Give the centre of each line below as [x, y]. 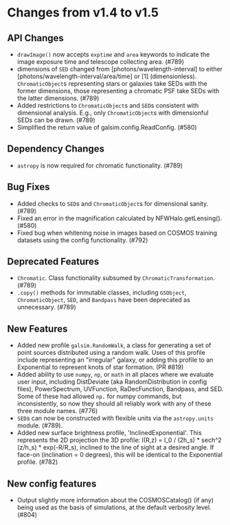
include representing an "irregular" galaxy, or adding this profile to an [115, 360]
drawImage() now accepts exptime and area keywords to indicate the [113, 54]
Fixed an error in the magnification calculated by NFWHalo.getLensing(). [119, 218]
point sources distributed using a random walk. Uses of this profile [111, 353]
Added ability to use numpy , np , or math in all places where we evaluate [115, 375]
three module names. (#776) [57, 411]
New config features [52, 483]
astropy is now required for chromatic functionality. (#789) [100, 165]
